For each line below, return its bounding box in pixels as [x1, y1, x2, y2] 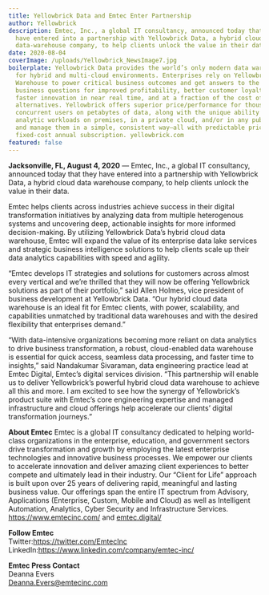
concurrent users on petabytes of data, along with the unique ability [15, 109, 260, 117]
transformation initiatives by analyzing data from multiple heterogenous [8, 210, 244, 220]
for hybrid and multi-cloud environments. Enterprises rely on [15, 71, 231, 79]
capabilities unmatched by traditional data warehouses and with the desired [8, 310, 259, 321]
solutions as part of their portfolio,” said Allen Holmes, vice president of [8, 285, 244, 295]
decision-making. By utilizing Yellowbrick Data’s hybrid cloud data [8, 227, 226, 237]
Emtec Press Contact [8, 561, 80, 570]
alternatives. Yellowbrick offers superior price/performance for [15, 101, 242, 109]
